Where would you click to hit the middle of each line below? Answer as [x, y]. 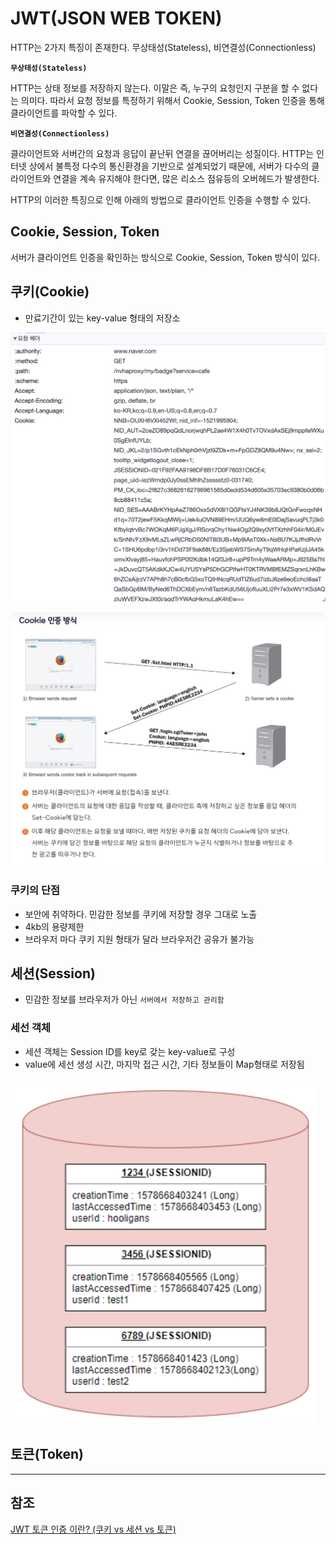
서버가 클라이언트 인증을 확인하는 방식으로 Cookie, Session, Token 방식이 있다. [165, 257]
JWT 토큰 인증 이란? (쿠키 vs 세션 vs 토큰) [93, 1529]
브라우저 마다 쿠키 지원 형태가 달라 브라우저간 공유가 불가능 [139, 939]
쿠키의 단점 [35, 890]
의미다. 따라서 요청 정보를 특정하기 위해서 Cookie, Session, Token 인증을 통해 [172, 100]
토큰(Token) [47, 1454]
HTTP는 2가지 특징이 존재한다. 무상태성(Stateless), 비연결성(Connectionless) [163, 47]
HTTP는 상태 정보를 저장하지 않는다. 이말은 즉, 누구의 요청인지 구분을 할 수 [155, 88]
